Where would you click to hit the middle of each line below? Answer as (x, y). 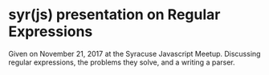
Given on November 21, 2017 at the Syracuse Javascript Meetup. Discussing (134, 53)
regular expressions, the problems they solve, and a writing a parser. (122, 62)
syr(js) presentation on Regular (114, 15)
